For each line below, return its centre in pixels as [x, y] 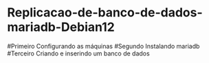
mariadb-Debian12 [61, 27]
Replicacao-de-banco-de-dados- [105, 13]
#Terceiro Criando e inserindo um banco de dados [78, 53]
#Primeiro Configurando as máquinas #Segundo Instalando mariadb [103, 46]
